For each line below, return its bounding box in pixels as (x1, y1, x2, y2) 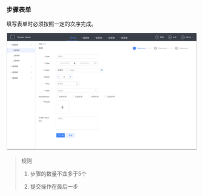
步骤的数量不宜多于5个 (30, 170, 87, 177)
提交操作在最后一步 (30, 183, 79, 191)
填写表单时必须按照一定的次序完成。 (6, 20, 97, 28)
